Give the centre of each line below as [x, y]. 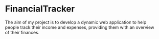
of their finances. [22, 32]
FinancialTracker [40, 9]
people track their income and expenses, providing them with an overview [80, 27]
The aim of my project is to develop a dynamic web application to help [76, 22]
